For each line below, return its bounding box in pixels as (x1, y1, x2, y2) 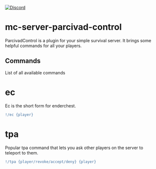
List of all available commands (5, 69, 65, 75)
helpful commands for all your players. (5, 43, 82, 49)
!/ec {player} (5, 112, 34, 117)
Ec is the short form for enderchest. (5, 102, 76, 109)
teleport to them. (5, 150, 39, 155)
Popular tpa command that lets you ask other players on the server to (5, 145, 143, 151)
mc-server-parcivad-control (5, 22, 122, 33)
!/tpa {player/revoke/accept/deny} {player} (5, 159, 96, 164)
